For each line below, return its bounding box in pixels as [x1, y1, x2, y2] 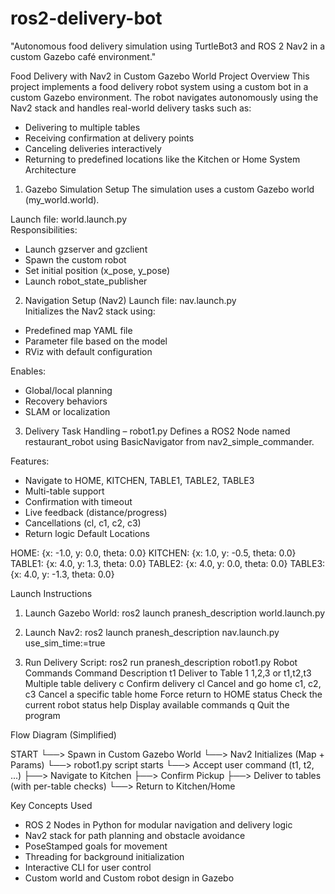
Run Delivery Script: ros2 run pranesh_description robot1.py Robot [24, 656, 298, 668]
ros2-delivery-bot [10, 7, 163, 30]
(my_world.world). [24, 193, 100, 206]
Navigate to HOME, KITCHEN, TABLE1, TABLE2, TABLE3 [24, 474, 255, 486]
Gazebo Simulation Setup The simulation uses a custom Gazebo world [24, 183, 315, 195]
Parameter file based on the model [24, 335, 168, 347]
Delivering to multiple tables [24, 121, 141, 133]
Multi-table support [24, 485, 105, 497]
